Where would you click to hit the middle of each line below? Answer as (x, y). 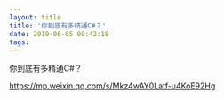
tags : (19, 42)
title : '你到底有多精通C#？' (58, 26)
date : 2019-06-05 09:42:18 (59, 34)
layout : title (36, 17)
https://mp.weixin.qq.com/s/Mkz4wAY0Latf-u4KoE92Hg (112, 86)
